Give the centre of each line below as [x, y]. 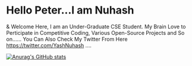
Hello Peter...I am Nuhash [70, 10]
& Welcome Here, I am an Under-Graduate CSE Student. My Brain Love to [96, 27]
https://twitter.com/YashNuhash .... [49, 45]
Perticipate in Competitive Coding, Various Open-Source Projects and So [95, 32]
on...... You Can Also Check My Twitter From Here [67, 39]
